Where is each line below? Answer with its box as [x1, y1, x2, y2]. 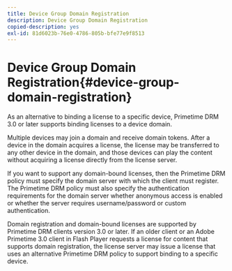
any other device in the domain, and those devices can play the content [7, 148, 212, 157]
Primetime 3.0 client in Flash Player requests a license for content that [7, 235, 208, 243]
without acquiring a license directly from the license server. [7, 156, 178, 164]
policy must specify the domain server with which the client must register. [7, 177, 219, 185]
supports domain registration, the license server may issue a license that [7, 242, 216, 251]
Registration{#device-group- [7, 75, 180, 91]
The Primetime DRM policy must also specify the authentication [7, 184, 190, 193]
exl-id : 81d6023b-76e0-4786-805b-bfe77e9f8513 [7, 29, 145, 37]
